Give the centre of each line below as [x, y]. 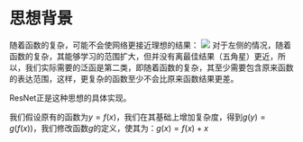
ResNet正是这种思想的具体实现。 [70, 98]
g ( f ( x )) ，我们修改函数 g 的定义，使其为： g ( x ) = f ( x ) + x [109, 128]
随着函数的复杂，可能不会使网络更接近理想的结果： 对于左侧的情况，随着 [150, 45]
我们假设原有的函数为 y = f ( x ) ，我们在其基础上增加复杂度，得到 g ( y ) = [138, 117]
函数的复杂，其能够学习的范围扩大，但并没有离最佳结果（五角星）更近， [143, 56]
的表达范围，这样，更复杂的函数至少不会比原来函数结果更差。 [124, 78]
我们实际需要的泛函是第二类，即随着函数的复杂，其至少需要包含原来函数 [159, 67]
